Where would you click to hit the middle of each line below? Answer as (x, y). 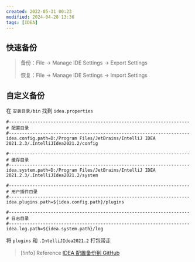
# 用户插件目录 (22, 192)
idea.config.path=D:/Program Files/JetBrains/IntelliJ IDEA (81, 138)
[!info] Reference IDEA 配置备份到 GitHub (70, 253)
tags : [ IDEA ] (22, 22)
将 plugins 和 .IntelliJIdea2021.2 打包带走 (59, 240)
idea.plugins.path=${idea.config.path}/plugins (65, 202)
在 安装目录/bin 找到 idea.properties (50, 111)
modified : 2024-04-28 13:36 (40, 17)
